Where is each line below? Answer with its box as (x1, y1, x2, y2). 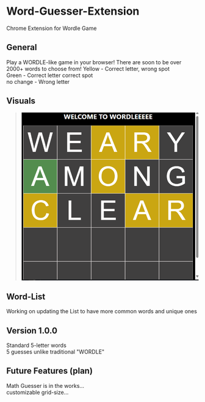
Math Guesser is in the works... (6, 382, 84, 389)
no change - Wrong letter (6, 78, 70, 85)
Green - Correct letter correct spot (6, 72, 93, 79)
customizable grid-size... (6, 389, 69, 396)
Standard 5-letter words (6, 341, 67, 349)
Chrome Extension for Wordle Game (6, 24, 97, 32)
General (6, 42, 38, 53)
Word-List (6, 291, 46, 302)
